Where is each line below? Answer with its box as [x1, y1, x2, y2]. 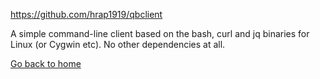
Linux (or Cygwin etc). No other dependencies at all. [10, 39, 226, 50]
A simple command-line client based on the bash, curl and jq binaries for [10, 28, 310, 39]
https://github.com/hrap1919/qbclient [10, 9, 163, 20]
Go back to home [10, 58, 82, 69]
